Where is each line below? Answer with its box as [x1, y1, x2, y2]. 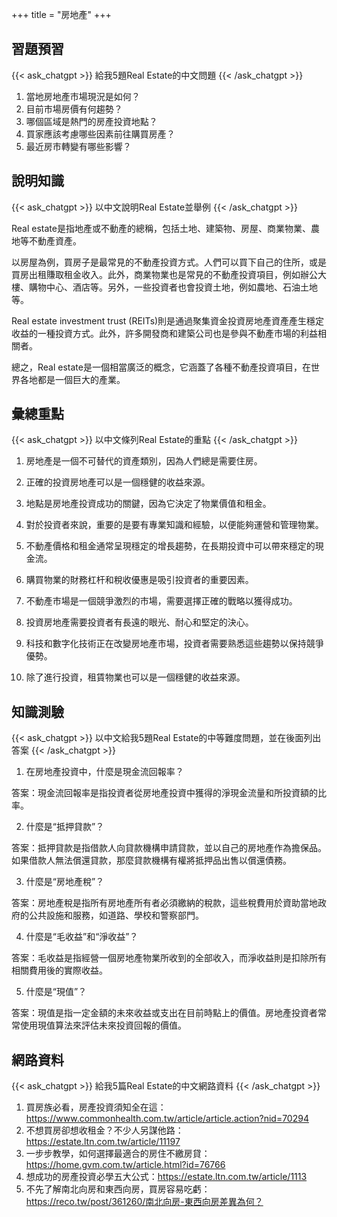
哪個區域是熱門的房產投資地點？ [25, 115, 158, 127]
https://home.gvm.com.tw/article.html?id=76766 [25, 1159, 226, 1171]
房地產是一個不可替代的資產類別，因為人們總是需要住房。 [25, 455, 263, 467]
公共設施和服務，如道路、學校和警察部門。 [28, 909, 204, 922]
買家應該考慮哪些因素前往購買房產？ [25, 128, 176, 140]
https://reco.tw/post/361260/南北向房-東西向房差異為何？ [25, 1196, 264, 1208]
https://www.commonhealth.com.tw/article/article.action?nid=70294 [25, 1113, 309, 1125]
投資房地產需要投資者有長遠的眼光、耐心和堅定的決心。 [25, 616, 254, 628]
